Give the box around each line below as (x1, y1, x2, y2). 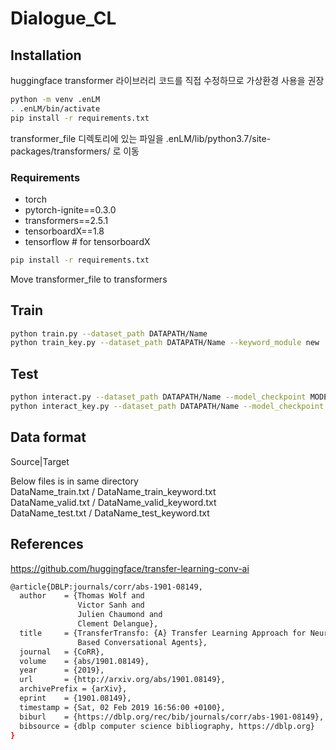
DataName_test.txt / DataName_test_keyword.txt (10, 507, 210, 519)
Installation (10, 47, 82, 64)
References (10, 536, 84, 553)
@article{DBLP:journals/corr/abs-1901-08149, (10, 582, 203, 592)
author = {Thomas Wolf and (19, 591, 145, 601)
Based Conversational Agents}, (77, 637, 208, 647)
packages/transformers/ (10, 145, 111, 157)
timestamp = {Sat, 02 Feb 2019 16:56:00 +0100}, (19, 702, 226, 712)
